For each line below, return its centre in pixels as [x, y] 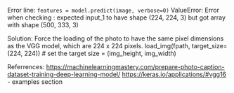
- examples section [35, 82]
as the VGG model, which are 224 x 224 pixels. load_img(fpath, [99, 46]
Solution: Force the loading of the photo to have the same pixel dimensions [116, 38]
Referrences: [26, 67]
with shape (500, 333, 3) [43, 25]
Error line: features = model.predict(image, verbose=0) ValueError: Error [113, 10]
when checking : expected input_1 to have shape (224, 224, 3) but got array [117, 17]
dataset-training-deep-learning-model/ [64, 74]
